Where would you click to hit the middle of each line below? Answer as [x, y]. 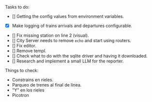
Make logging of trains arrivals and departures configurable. [72, 26]
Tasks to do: [17, 7]
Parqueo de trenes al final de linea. [47, 85]
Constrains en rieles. [33, 80]
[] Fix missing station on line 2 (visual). [50, 35]
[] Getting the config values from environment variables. [68, 16]
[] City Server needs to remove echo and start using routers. [72, 41]
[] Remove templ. [29, 51]
